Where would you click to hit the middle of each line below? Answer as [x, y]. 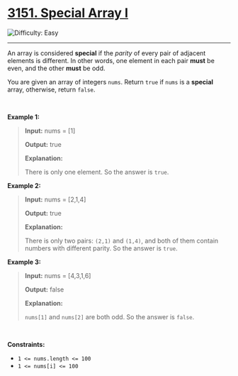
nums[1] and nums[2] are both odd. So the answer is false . [109, 316]
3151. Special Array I [68, 13]
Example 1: [24, 117]
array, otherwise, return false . [51, 89]
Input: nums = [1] [50, 131]
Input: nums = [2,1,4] [55, 199]
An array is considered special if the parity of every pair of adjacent [107, 53]
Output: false [44, 289]
